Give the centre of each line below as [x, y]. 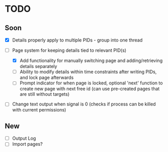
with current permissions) [39, 110]
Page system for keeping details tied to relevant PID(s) [69, 50]
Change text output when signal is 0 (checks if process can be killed [84, 104]
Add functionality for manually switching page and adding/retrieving [91, 61]
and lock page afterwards [47, 78]
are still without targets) [45, 94]
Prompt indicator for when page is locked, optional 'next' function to [91, 83]
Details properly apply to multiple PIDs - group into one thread [77, 40]
